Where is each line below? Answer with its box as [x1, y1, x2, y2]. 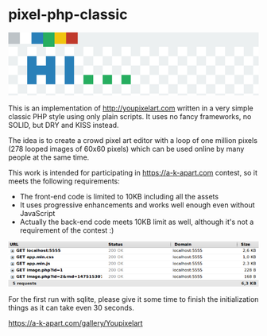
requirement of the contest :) [19, 226, 114, 235]
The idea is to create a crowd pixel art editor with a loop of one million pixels [8, 136, 258, 145]
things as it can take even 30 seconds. [8, 303, 135, 313]
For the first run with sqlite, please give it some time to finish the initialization [8, 295, 259, 304]
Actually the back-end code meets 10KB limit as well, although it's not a [19, 217, 254, 227]
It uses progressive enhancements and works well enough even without [19, 200, 256, 210]
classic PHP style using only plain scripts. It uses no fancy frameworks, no [8, 112, 252, 122]
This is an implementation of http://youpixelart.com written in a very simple [8, 103, 253, 113]
